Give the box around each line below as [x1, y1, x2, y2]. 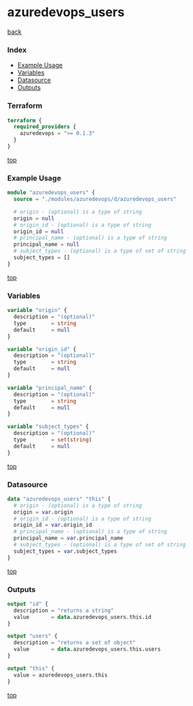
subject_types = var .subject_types [13, 547, 117, 555]
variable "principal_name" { [7, 384, 92, 391]
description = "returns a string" [13, 607, 114, 614]
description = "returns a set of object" [13, 639, 136, 646]
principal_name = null [13, 241, 80, 248]
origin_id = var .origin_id [13, 521, 92, 529]
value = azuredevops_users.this [13, 672, 108, 679]
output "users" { [7, 633, 58, 640]
